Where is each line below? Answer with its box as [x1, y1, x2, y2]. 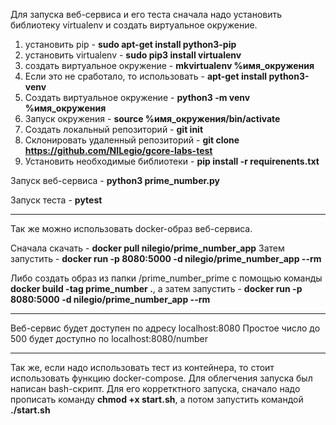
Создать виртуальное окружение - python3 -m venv [24, 92, 251, 103]
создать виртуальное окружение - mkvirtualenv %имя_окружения [24, 60, 315, 71]
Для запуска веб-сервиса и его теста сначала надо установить [10, 9, 283, 20]
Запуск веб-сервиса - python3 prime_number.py [10, 175, 221, 186]
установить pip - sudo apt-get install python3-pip [24, 39, 237, 50]
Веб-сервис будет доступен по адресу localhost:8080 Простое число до [10, 322, 321, 334]
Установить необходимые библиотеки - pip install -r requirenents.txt [24, 155, 320, 167]
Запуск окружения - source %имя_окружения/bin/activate [24, 113, 281, 124]
